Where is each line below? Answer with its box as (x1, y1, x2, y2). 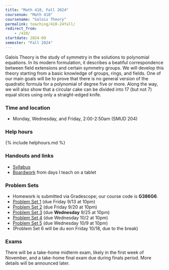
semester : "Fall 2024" (5, 40, 53, 45)
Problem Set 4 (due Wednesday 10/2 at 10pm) (12, 214, 108, 221)
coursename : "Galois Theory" (5, 17, 67, 22)
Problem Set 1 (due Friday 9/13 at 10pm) (12, 198, 96, 204)
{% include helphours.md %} (5, 140, 66, 146)
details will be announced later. (5, 260, 70, 266)
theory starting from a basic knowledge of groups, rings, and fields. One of (5, 70, 161, 76)
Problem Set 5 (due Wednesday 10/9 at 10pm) (12, 220, 108, 226)
